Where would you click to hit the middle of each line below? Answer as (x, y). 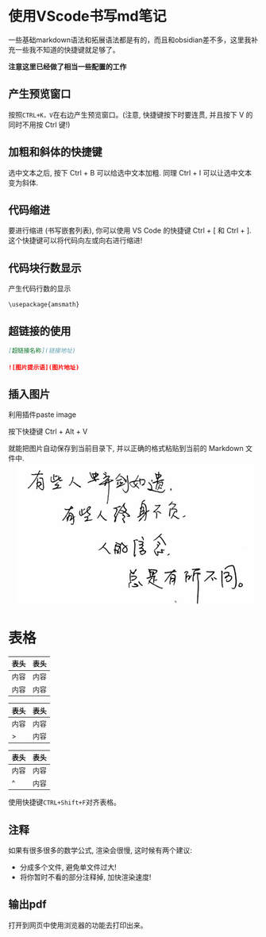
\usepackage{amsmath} (44, 305)
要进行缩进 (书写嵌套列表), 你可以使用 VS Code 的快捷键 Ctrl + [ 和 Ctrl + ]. (130, 230)
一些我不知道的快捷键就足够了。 (67, 49)
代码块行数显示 (45, 268)
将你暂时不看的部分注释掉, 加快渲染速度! (85, 877)
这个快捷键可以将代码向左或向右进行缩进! (75, 241)
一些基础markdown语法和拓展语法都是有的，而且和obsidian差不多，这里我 (130, 40)
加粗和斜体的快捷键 (55, 152)
